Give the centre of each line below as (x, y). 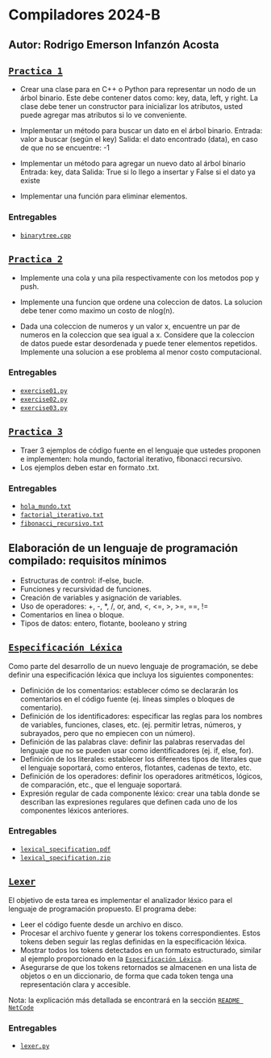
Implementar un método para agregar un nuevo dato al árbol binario (133, 164)
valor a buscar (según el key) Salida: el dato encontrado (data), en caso (139, 140)
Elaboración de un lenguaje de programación (123, 548)
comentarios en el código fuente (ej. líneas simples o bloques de (127, 699)
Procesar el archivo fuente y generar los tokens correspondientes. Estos (140, 933)
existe (30, 181)
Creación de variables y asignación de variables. (101, 597)
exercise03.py (44, 408)
